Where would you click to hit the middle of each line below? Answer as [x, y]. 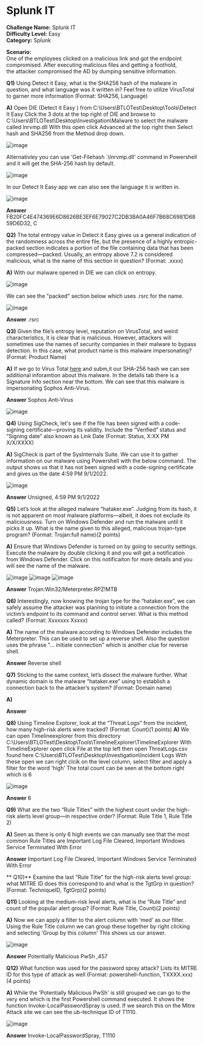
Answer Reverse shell [34, 663]
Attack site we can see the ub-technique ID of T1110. [72, 1012]
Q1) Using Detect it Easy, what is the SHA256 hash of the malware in [92, 83]
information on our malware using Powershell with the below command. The [101, 461]
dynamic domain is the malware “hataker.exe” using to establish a [88, 681]
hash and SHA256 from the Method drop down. [66, 133]
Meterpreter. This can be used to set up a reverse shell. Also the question [98, 638]
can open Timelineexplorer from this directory [64, 736]
